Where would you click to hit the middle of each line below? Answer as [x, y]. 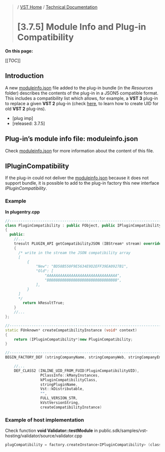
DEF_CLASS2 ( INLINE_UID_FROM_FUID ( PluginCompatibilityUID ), [77, 370]
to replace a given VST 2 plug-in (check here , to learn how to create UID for [82, 103]
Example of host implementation [45, 420]
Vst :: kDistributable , [62, 389]
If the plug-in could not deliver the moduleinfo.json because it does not [77, 178]
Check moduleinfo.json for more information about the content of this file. [80, 151]
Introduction [25, 76]
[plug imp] [23, 118]
